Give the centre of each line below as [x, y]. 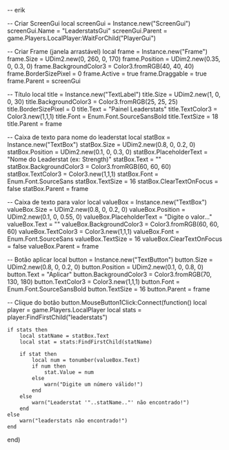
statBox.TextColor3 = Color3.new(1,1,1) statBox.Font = [83, 174]
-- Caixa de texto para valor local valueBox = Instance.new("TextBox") [107, 202]
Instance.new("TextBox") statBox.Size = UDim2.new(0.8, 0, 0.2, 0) [101, 144]
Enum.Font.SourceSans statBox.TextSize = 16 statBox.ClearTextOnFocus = [113, 181]
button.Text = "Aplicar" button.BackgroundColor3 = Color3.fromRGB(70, [110, 274]
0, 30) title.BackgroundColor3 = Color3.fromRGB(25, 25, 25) [92, 102]
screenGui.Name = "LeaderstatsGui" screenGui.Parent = [87, 31]
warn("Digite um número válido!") [93, 384]
